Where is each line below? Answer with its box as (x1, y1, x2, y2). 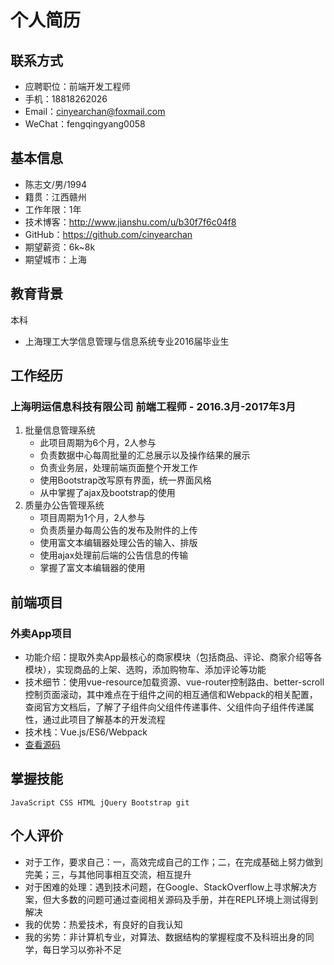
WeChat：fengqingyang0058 (24, 118, 146, 130)
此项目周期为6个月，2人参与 (39, 437, 157, 449)
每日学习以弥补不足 (42, 943, 122, 955)
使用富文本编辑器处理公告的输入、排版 (39, 537, 198, 549)
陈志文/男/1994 (24, 178, 87, 190)
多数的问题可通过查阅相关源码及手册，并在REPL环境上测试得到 (59, 893, 319, 905)
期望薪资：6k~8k (24, 241, 96, 253)
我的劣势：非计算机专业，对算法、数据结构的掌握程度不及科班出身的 (24, 931, 306, 943)
